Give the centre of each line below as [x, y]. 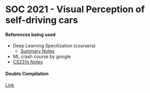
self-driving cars [42, 20]
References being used [30, 35]
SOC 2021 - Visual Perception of [75, 9]
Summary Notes [37, 51]
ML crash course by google [42, 56]
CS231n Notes [28, 62]
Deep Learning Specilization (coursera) [54, 46]
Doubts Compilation [27, 73]
